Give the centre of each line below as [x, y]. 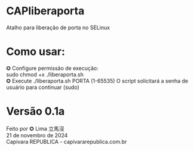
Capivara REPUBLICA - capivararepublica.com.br [67, 141]
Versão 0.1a [36, 111]
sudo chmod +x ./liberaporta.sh [45, 74]
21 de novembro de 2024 [37, 135]
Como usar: [36, 52]
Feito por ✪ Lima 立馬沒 [35, 128]
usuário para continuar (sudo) [43, 87]
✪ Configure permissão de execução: [52, 68]
